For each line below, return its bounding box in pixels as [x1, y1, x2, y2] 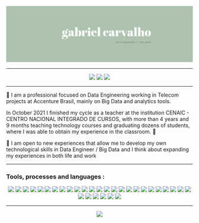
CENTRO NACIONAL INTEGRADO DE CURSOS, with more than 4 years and [6, 116, 190, 123]
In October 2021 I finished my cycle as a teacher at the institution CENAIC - [6, 109, 190, 116]
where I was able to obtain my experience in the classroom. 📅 [6, 128, 156, 135]
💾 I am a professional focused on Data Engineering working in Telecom [6, 91, 179, 98]
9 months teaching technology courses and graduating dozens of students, [6, 122, 190, 129]
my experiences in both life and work [6, 152, 97, 160]
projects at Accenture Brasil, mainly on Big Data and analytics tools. [6, 98, 171, 105]
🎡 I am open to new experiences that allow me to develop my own [6, 139, 167, 147]
